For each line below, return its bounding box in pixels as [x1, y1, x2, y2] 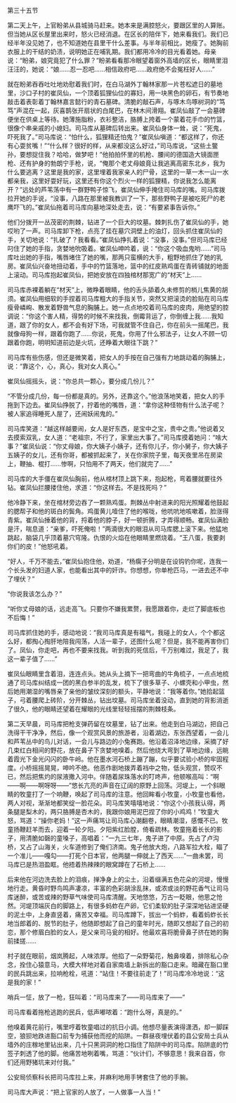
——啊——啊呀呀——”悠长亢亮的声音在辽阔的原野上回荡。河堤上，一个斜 [7, 781, 220, 789]
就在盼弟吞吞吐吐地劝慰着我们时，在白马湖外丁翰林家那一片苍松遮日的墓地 [7, 80, 223, 88]
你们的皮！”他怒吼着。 [7, 542, 72, 550]
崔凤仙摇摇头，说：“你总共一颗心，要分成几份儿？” [7, 377, 155, 385]
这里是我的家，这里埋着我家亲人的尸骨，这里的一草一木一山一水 [44, 168, 229, 176]
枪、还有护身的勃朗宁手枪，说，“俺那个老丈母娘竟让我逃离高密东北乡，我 [7, 159, 220, 167]
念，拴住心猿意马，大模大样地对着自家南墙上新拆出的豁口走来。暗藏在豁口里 [7, 960, 229, 969]
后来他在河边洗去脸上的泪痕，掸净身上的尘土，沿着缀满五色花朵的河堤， [7, 875, 216, 884]
